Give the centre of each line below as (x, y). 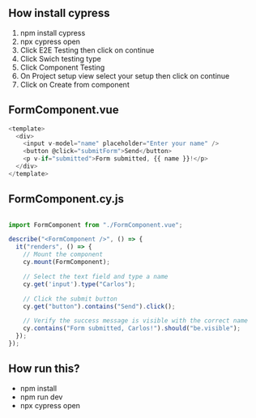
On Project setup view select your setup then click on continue (125, 75)
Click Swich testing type (60, 58)
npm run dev (41, 397)
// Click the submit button (70, 299)
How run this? (44, 369)
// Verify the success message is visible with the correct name (136, 321)
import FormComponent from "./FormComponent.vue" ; (96, 225)
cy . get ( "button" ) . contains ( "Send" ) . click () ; (99, 306)
